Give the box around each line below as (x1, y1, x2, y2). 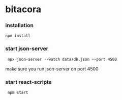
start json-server (5, 45, 48, 52)
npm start (7, 90, 28, 95)
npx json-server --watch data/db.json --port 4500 (7, 57, 117, 62)
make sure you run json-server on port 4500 (5, 65, 99, 72)
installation (5, 22, 34, 29)
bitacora (5, 4, 42, 15)
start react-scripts (5, 78, 52, 85)
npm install (5, 33, 30, 39)
